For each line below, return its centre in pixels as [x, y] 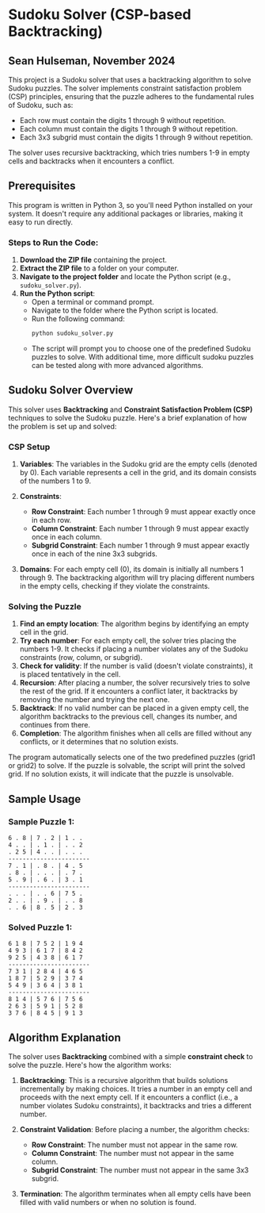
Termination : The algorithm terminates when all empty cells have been [135, 1194]
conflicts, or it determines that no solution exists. [99, 742]
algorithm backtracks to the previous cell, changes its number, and [128, 716]
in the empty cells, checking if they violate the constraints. [115, 586]
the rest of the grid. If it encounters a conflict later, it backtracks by [129, 691]
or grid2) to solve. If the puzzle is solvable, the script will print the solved [127, 766]
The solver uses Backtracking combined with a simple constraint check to [131, 1057]
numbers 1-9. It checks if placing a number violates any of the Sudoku [134, 649]
